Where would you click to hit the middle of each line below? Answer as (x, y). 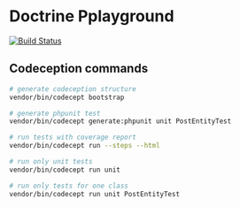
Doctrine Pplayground (92, 16)
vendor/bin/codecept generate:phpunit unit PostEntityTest (120, 121)
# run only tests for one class (69, 186)
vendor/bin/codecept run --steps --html (85, 146)
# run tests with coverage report (73, 138)
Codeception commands (79, 69)
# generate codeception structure (73, 89)
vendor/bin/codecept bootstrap (67, 97)
